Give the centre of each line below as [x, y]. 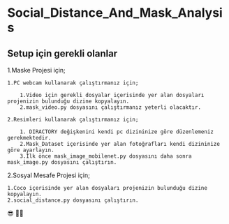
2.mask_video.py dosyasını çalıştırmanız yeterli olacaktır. [110, 107]
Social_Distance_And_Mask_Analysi [115, 13]
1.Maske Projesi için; [37, 70]
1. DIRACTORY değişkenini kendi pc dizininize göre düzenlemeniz [117, 132]
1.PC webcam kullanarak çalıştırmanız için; [73, 83]
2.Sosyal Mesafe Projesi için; [49, 175]
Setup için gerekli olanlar [62, 53]
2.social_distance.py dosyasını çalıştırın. [73, 200]
